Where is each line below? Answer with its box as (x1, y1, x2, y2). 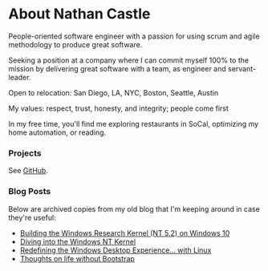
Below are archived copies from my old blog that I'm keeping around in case (8, 204, 261, 213)
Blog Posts (8, 186, 51, 197)
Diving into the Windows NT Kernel (19, 237, 136, 246)
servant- (227, 63, 257, 73)
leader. (8, 72, 31, 82)
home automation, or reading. (8, 127, 107, 137)
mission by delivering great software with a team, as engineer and (8, 63, 226, 73)
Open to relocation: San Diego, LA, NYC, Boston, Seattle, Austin (8, 87, 219, 97)
